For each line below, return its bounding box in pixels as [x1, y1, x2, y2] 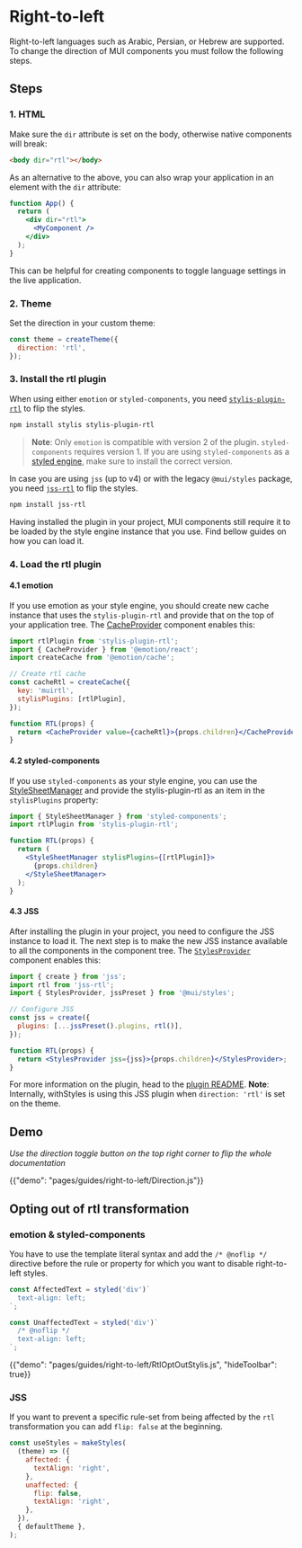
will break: [9, 138, 48, 149]
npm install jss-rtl [9, 500, 87, 509]
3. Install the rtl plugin [9, 373, 107, 386]
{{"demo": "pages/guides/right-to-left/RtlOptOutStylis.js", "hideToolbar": [9, 1359, 278, 1370]
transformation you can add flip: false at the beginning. [9, 1421, 223, 1432]
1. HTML [9, 108, 46, 120]
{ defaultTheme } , [17, 1522, 87, 1532]
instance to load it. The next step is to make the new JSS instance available [9, 935, 288, 946]
